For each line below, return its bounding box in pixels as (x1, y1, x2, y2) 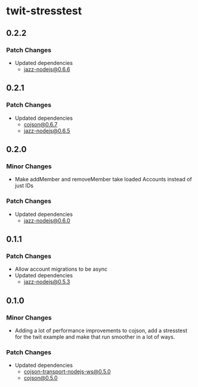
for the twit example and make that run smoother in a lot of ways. (14, 333, 175, 340)
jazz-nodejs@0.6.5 (23, 127, 70, 134)
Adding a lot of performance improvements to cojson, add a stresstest (14, 327, 188, 334)
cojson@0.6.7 (23, 120, 58, 128)
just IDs (14, 182, 34, 189)
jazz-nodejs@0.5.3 (23, 278, 70, 286)
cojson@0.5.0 (23, 374, 58, 382)
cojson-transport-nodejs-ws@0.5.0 (23, 368, 112, 375)
